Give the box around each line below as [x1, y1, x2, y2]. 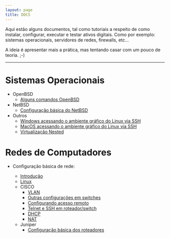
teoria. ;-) [5, 52, 25, 58]
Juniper [20, 221, 36, 228]
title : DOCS [5, 12, 30, 17]
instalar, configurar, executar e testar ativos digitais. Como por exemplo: [5, 31, 155, 37]
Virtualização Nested [20, 129, 64, 135]
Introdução [20, 173, 43, 179]
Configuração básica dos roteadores [27, 227, 105, 233]
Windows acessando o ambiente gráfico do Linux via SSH [20, 118, 141, 124]
